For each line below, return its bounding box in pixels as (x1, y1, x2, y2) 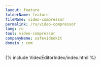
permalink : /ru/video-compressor (5, 21, 76, 27)
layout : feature (5, 7, 40, 13)
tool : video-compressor (5, 31, 56, 36)
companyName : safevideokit (5, 36, 62, 41)
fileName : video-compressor (5, 17, 65, 22)
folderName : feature (5, 12, 49, 17)
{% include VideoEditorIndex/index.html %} (5, 54, 96, 60)
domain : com (5, 41, 33, 46)
